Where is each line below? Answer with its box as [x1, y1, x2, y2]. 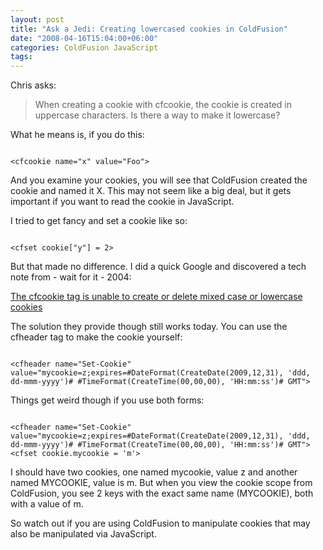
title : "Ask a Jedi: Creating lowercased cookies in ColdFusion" [10, 24, 288, 34]
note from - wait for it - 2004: [10, 271, 132, 283]
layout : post [10, 14, 65, 25]
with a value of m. [10, 498, 84, 510]
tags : [10, 52, 33, 62]
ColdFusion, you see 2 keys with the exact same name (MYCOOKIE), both [10, 487, 314, 500]
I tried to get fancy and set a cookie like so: [10, 215, 188, 227]
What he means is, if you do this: [10, 129, 145, 141]
